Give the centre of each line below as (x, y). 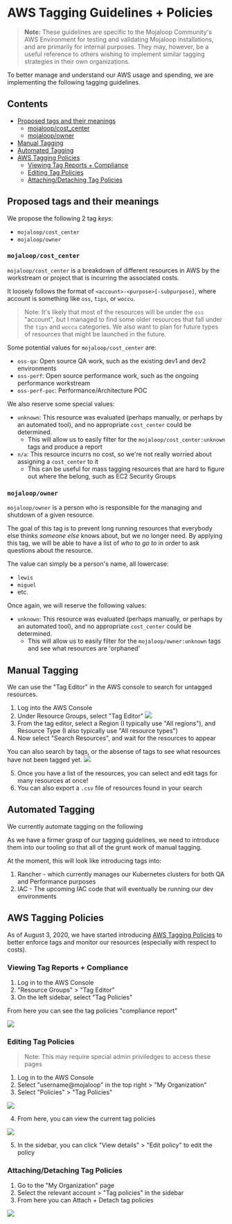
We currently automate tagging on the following (75, 826)
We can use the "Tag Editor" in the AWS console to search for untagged (110, 687)
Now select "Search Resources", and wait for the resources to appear (116, 738)
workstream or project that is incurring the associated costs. (93, 277)
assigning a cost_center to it (58, 461)
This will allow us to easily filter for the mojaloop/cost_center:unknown (126, 439)
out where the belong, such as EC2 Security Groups (102, 476)
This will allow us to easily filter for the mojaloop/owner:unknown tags (124, 641)
